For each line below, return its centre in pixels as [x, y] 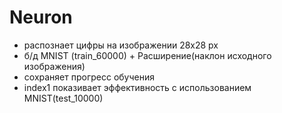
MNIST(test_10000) [63, 98]
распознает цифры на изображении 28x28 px [121, 45]
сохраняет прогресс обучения [89, 77]
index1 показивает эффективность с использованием [137, 87]
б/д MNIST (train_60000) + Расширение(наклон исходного [147, 55]
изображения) [54, 66]
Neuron [41, 17]
